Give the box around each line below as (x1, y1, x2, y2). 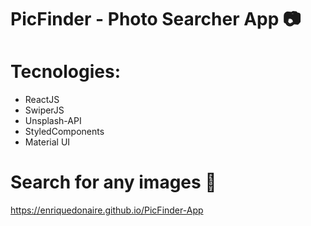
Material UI (24, 136, 71, 148)
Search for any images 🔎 (10, 171, 217, 194)
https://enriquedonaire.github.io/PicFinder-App (10, 204, 204, 216)
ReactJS (24, 94, 60, 106)
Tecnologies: (10, 61, 122, 83)
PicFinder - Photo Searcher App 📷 (10, 8, 302, 31)
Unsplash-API (24, 115, 82, 127)
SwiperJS (24, 104, 65, 116)
